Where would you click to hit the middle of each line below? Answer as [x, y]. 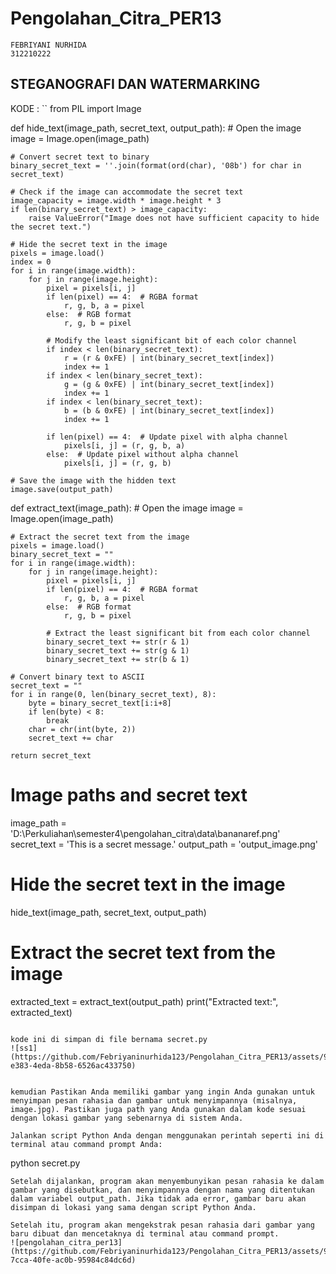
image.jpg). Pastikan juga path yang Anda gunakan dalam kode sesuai [158, 1109]
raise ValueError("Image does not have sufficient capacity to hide [174, 218]
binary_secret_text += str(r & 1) [118, 642]
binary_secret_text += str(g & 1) [118, 650]
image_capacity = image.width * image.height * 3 [116, 200]
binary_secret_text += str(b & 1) [118, 659]
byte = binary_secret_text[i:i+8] [100, 703]
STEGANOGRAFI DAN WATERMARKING [135, 84]
